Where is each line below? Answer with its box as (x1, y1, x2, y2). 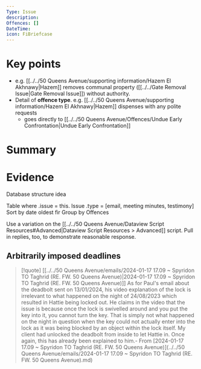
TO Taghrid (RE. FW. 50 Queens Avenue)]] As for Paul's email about (21, 280, 190, 286)
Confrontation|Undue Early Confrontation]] (24, 122, 131, 130)
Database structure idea (6, 191, 66, 198)
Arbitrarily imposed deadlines (6, 251, 121, 261)
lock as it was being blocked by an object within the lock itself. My (21, 324, 186, 332)
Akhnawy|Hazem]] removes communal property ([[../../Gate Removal (14, 84, 187, 91)
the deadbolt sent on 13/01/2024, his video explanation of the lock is (21, 286, 191, 293)
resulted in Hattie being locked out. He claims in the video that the (21, 299, 185, 306)
